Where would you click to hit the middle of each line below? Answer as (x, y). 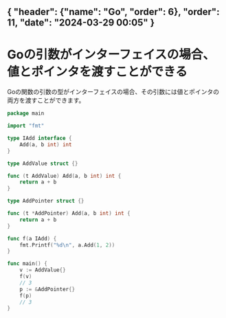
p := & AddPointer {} (47, 289)
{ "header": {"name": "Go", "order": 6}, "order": (113, 12)
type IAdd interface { (39, 138)
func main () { (27, 264)
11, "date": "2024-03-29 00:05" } (81, 23)
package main (26, 113)
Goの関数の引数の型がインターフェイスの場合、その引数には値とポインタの (113, 92)
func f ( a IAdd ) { (32, 238)
